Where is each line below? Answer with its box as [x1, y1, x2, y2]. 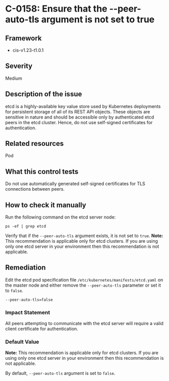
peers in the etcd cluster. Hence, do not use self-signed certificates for [5, 119, 153, 125]
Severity [5, 62, 33, 71]
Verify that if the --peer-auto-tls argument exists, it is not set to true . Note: [5, 233, 163, 239]
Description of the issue [5, 90, 82, 98]
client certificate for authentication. [5, 326, 78, 332]
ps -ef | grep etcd [5, 224, 46, 229]
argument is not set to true [41, 14, 155, 25]
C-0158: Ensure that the [5, 3, 107, 15]
